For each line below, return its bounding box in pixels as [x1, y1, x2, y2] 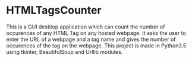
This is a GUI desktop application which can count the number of [6, 23, 165, 30]
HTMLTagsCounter [6, 4, 102, 17]
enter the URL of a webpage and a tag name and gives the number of [6, 36, 176, 43]
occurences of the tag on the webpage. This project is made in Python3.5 [6, 42, 187, 49]
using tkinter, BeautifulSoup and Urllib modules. [6, 48, 123, 55]
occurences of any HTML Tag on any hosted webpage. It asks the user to [6, 29, 186, 36]
